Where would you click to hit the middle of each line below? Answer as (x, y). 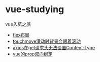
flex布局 (21, 35)
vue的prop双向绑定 (32, 54)
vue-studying (35, 9)
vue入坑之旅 (18, 24)
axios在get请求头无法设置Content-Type (54, 47)
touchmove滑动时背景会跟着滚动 (47, 41)
